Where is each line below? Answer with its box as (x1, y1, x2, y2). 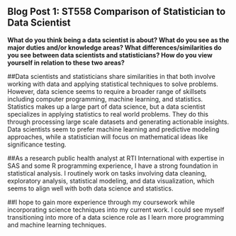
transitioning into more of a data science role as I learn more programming (7, 213, 225, 221)
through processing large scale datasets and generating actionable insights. (7, 117, 229, 126)
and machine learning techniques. (7, 220, 107, 229)
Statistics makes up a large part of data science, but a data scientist (7, 102, 206, 111)
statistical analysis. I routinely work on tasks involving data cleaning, (7, 168, 207, 177)
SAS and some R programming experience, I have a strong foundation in (7, 161, 218, 170)
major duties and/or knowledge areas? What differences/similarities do (7, 43, 222, 52)
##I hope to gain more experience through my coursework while (7, 198, 195, 206)
